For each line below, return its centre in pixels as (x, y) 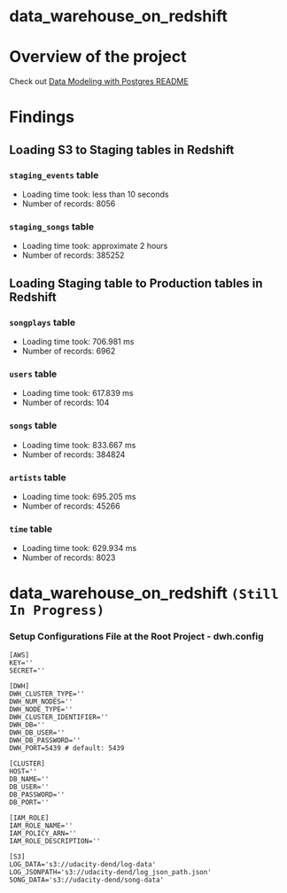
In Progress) (57, 611)
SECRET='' (27, 671)
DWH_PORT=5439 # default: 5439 (67, 748)
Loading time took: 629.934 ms (79, 548)
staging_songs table (52, 226)
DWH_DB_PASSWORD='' (45, 740)
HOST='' (23, 771)
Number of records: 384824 (74, 454)
